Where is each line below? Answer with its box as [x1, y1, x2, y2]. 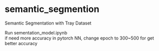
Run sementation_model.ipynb [5, 29, 67, 35]
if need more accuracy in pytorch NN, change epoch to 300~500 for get [5, 35, 154, 41]
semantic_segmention [5, 3, 100, 15]
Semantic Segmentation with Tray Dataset [5, 20, 92, 26]
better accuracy [5, 40, 38, 46]
